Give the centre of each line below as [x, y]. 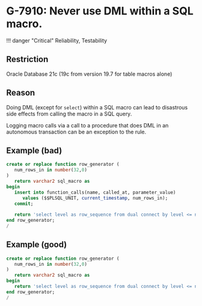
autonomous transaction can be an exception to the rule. [76, 132]
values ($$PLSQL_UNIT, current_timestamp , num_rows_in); [95, 198]
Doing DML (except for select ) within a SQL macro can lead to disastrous [97, 107]
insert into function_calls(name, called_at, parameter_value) [95, 192]
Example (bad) [34, 151]
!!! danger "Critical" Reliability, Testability [57, 40]
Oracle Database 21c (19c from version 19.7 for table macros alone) [89, 74]
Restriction [27, 59]
